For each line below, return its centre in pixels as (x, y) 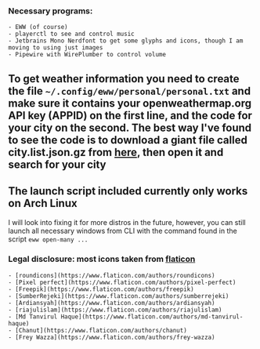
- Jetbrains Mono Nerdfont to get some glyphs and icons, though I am (126, 41)
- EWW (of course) (38, 27)
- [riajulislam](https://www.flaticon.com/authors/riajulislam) (115, 310)
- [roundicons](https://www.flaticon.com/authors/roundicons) (112, 275)
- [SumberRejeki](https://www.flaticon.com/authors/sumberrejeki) (119, 296)
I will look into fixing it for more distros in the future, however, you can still (127, 222)
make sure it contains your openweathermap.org (130, 103)
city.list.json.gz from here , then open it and (116, 152)
